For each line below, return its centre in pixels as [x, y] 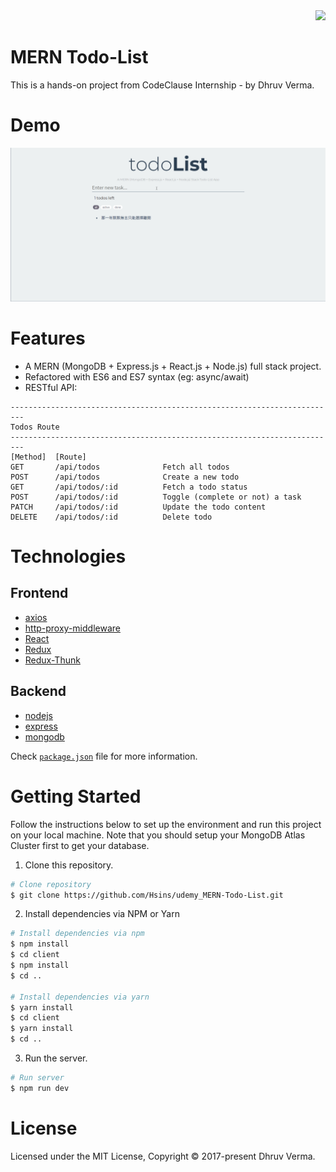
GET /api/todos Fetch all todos [120, 467]
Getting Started [76, 796]
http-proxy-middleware [72, 628]
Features [48, 338]
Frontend [39, 593]
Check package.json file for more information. [104, 756]
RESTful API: [51, 387]
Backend [38, 691]
